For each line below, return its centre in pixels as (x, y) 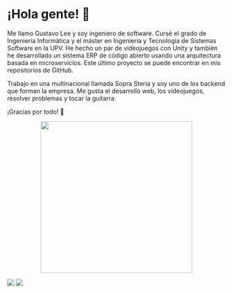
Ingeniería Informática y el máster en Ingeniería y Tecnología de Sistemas (112, 40)
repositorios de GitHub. (41, 70)
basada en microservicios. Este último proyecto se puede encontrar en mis (114, 62)
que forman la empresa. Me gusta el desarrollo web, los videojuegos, (106, 91)
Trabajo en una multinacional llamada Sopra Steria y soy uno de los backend (116, 83)
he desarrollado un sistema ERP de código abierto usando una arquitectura (114, 55)
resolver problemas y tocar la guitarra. (62, 98)
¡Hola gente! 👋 (48, 14)
